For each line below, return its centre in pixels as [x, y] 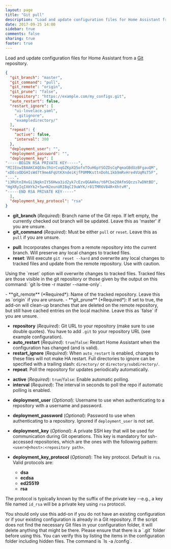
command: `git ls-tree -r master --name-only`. [54, 284]
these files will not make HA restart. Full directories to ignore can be [84, 359]
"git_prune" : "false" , [34, 92]
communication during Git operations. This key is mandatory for [79, 436]
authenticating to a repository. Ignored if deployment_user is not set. [83, 421]
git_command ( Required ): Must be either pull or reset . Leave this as [85, 232]
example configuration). [38, 337]
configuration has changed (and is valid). [56, 348]
